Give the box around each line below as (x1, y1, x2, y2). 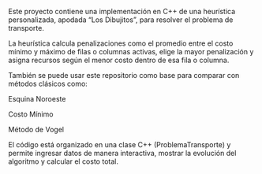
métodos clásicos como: (8, 79, 88, 88)
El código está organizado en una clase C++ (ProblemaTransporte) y (8, 140, 231, 149)
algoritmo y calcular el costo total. (8, 157, 118, 166)
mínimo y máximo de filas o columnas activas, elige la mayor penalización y (8, 47, 254, 56)
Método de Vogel (8, 125, 65, 134)
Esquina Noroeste (8, 94, 66, 103)
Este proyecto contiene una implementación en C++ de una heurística (8, 7, 236, 16)
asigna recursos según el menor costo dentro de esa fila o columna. (8, 55, 230, 65)
